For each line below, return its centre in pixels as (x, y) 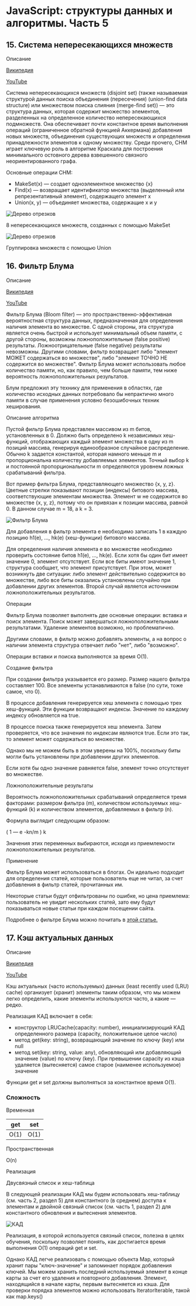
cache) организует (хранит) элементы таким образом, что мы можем (93, 992)
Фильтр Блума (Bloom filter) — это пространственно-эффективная (89, 314)
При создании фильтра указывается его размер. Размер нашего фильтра (98, 679)
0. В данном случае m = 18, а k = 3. (50, 509)
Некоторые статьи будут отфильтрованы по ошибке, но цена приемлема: (98, 895)
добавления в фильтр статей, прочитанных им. (65, 884)
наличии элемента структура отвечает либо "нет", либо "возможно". (93, 645)
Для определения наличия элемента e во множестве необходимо (89, 549)
